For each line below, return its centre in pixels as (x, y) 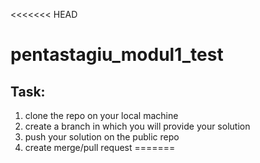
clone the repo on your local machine (101, 115)
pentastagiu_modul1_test (117, 55)
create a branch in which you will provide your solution (137, 126)
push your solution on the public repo (102, 137)
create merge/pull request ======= (100, 147)
